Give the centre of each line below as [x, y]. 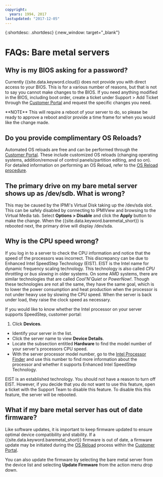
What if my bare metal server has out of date [74, 410]
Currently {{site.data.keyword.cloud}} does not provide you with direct [76, 82]
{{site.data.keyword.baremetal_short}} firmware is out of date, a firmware [79, 439]
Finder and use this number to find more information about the [74, 359]
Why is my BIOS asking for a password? [66, 70]
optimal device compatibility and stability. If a [50, 435]
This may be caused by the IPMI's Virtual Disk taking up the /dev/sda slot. [79, 205]
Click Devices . [27, 324]
